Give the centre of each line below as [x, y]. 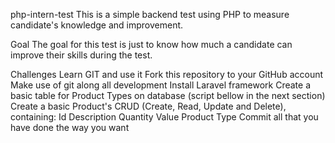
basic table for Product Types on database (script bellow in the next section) [168, 95]
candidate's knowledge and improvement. [97, 25]
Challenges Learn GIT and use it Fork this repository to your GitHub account [167, 74]
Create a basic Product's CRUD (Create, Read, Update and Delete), [148, 106]
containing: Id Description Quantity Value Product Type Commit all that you [164, 117]
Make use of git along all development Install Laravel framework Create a [161, 85]
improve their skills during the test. [81, 55]
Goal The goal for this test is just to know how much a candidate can [151, 44]
